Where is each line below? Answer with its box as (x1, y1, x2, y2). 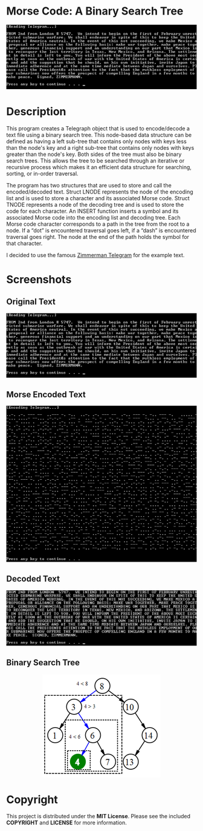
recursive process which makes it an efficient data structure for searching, (6, 163, 192, 170)
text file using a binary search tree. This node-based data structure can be (6, 131, 192, 138)
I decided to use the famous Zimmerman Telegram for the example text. (6, 251, 185, 258)
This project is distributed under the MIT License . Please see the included (6, 813, 191, 820)
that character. (6, 240, 43, 247)
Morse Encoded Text (6, 389, 86, 400)
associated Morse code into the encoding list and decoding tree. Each (6, 214, 181, 221)
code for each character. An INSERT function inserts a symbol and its (6, 207, 179, 215)
